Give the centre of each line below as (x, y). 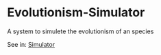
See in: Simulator (31, 44)
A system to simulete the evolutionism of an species (80, 31)
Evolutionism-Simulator (76, 13)
